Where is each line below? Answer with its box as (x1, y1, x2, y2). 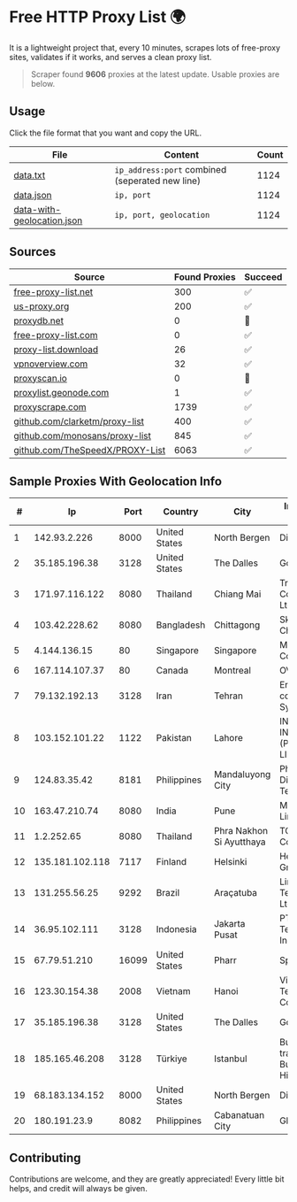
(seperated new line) (114, 174, 202, 187)
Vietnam (156, 985, 191, 998)
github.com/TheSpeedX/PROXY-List (13, 443, 166, 456)
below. (30, 78, 56, 89)
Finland (156, 856, 187, 868)
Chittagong (213, 619, 261, 631)
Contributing (9, 1150, 81, 1165)
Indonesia (156, 923, 197, 936)
